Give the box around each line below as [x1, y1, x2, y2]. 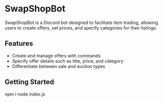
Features [5, 39, 33, 48]
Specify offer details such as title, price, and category [12, 58, 124, 64]
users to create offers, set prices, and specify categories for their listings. [5, 24, 157, 30]
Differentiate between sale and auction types [12, 63, 105, 69]
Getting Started [5, 78, 54, 86]
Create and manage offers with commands [12, 52, 101, 58]
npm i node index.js [5, 91, 46, 97]
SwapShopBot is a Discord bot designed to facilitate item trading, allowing [5, 19, 158, 25]
